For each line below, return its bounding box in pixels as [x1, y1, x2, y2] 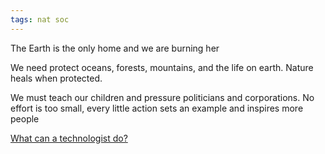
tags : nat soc [10, 14, 70, 25]
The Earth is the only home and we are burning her [10, 42, 220, 54]
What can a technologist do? [10, 132, 128, 144]
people [10, 112, 40, 125]
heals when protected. [10, 72, 103, 84]
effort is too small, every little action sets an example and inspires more [10, 102, 304, 114]
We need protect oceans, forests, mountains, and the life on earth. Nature [10, 61, 314, 73]
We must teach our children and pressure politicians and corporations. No [10, 91, 315, 103]
